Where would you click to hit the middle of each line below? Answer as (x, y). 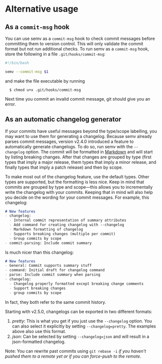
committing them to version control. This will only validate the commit (74, 44)
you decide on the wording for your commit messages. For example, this (77, 197)
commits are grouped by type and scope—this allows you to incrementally (79, 187)
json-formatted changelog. (39, 342)
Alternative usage (42, 9)
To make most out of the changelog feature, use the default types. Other (77, 176)
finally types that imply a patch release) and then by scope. (64, 167)
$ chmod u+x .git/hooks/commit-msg (45, 90)
